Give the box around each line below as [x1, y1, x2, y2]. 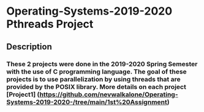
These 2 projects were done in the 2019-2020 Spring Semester [6, 60, 198, 68]
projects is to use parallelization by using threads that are [6, 75, 181, 83]
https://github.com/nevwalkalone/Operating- [39, 90, 179, 99]
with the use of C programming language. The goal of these [6, 67, 187, 75]
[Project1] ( [6, 90, 40, 99]
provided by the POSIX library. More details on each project [6, 82, 187, 91]
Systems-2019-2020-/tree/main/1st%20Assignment [6, 97, 167, 106]
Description [6, 41, 52, 52]
